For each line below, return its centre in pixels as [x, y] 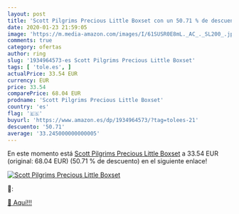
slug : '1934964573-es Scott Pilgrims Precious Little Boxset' [101, 61]
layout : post [27, 14]
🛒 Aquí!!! [20, 203]
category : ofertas [34, 47]
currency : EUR [28, 80]
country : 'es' [28, 107]
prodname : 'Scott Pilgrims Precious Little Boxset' [85, 101]
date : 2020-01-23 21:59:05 [47, 27]
